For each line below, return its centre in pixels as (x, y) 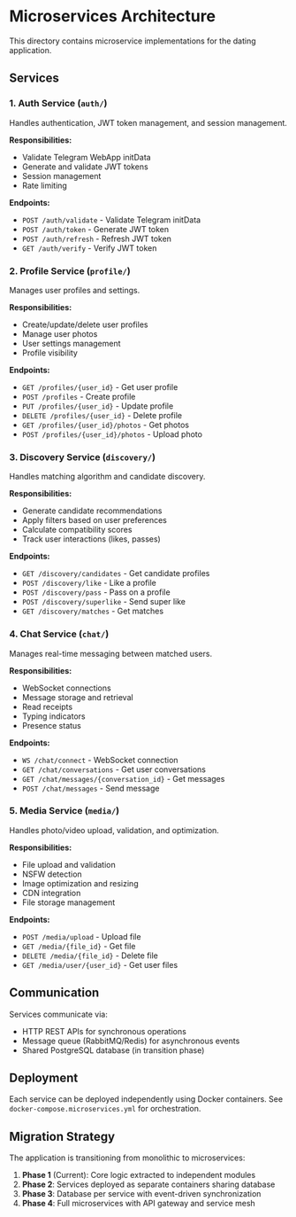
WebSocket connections (67, 688)
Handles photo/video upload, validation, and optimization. (114, 830)
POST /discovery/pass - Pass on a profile (96, 592)
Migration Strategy (62, 1136)
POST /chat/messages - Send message (91, 788)
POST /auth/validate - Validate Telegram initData (111, 220)
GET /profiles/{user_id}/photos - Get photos (106, 425)
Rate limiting (45, 185)
